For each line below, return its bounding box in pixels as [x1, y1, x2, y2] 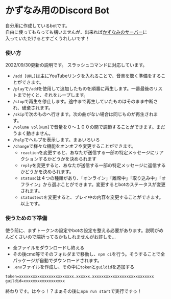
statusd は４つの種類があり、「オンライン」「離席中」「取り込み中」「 [20, 175, 162, 181]
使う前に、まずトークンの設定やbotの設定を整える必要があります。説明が [5, 227, 159, 233]
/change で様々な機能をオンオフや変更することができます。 [12, 143, 136, 149]
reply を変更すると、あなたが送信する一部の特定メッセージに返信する [20, 162, 166, 169]
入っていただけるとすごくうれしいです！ [5, 35, 90, 41]
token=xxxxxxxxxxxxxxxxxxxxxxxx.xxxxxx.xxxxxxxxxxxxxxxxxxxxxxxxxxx [5, 274, 154, 279]
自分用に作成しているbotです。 [5, 22, 70, 29]
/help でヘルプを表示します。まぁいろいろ [12, 136, 101, 143]
